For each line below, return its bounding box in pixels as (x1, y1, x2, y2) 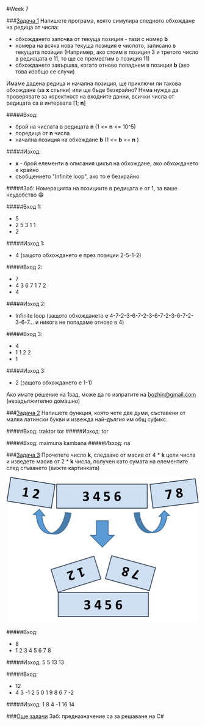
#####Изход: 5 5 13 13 (6, 659, 65, 666)
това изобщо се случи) (15, 68, 75, 75)
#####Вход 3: (6, 331, 43, 337)
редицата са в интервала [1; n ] (6, 99, 86, 107)
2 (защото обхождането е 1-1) (15, 379, 93, 386)
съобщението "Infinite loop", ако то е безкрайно (15, 173, 140, 180)
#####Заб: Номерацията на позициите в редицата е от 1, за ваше (6, 185, 178, 192)
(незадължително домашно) (6, 397, 81, 405)
